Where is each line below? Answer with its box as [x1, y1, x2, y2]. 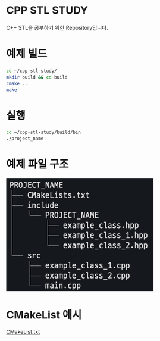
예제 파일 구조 [6, 158, 69, 171]
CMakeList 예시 [6, 308, 82, 322]
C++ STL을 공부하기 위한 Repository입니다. [6, 24, 109, 31]
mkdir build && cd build [6, 74, 68, 80]
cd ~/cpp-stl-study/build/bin [6, 129, 81, 136]
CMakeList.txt [6, 328, 40, 335]
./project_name [6, 136, 44, 142]
